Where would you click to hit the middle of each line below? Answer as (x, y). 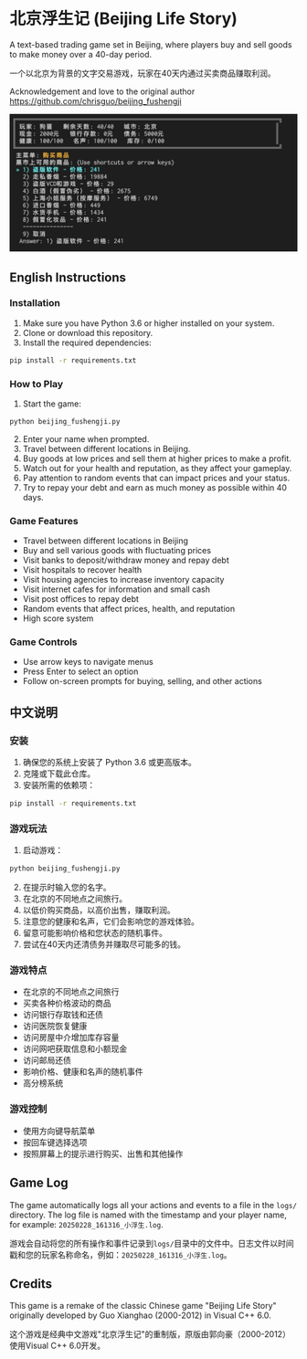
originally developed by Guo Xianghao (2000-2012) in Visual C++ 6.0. (140, 1315)
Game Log (39, 1183)
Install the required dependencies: (87, 342)
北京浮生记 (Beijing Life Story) (123, 19)
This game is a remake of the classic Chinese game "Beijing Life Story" (143, 1306)
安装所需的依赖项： (59, 785)
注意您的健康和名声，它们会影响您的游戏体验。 (111, 922)
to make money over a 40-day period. (81, 54)
